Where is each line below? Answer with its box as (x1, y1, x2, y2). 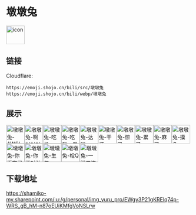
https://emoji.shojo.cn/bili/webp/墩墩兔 (6, 91, 107, 97)
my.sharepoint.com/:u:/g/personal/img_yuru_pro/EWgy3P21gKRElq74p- (6, 196, 180, 203)
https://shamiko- (6, 190, 46, 197)
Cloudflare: (6, 72, 34, 79)
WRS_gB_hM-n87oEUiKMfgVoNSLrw (6, 202, 95, 210)
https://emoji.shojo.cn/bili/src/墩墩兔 (6, 84, 104, 90)
